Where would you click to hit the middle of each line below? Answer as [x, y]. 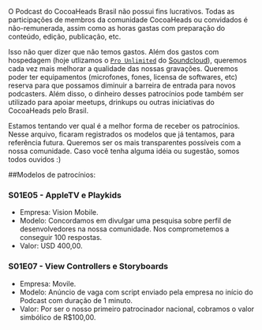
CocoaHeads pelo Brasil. [49, 111]
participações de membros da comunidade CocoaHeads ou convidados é [128, 20]
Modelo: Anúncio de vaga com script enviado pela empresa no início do [137, 292]
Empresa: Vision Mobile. [59, 212]
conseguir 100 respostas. [61, 238]
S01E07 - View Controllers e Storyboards [88, 266]
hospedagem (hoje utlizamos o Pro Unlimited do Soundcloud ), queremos [127, 60]
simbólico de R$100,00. [58, 317]
